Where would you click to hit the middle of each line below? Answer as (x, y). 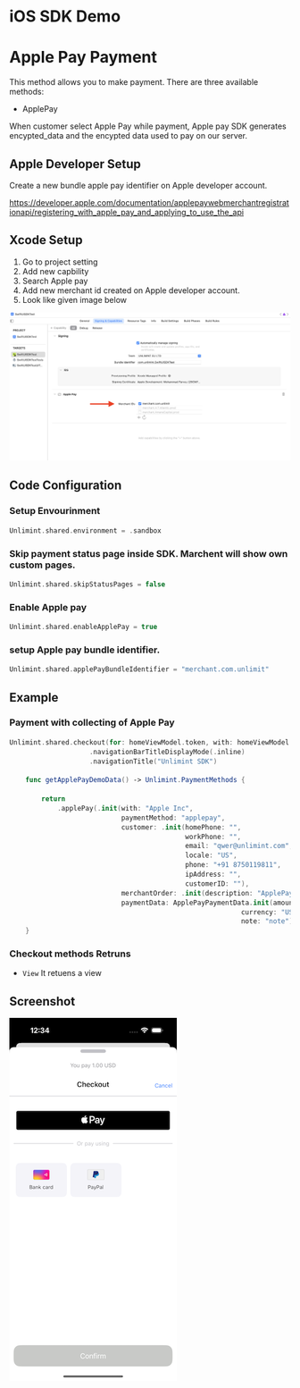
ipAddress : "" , (213, 875)
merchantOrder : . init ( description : (187, 893)
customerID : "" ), (217, 883)
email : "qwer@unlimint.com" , (239, 846)
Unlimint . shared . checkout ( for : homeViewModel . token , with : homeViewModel (150, 742)
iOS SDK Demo (65, 17)
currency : (259, 912)
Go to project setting (60, 262)
